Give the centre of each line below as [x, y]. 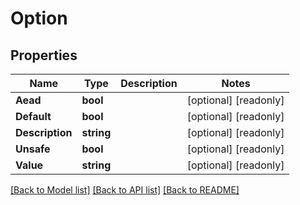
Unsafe [33, 149]
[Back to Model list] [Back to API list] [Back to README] [125, 190]
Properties [44, 55]
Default [33, 116]
